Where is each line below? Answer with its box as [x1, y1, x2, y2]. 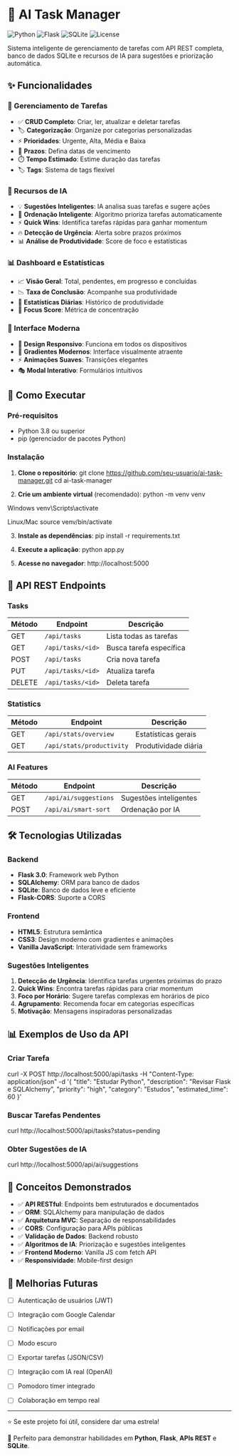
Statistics [7, 699, 41, 709]
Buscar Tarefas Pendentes [7, 1110, 101, 1120]
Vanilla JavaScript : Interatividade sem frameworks [17, 943, 167, 951]
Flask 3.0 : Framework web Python [17, 871, 119, 879]
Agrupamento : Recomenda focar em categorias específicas [17, 1000, 195, 1008]
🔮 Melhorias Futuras [7, 1277, 98, 1289]
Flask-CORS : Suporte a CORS [17, 893, 106, 902]
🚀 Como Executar [7, 389, 86, 401]
